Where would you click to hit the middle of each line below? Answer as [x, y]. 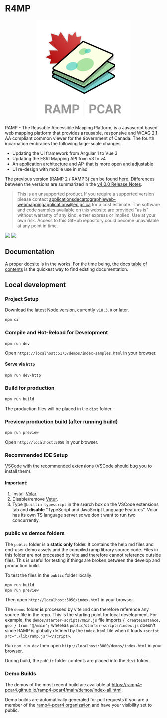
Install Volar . [25, 494]
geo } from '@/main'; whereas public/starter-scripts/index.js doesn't [80, 625]
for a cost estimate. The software [126, 204]
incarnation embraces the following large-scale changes [63, 143]
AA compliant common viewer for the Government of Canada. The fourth [80, 138]
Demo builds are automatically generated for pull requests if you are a [77, 699]
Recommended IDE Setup [37, 455]
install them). [18, 471]
